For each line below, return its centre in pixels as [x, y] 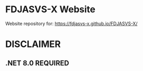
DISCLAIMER [33, 44]
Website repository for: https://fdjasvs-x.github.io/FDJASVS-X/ [71, 23]
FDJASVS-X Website [50, 9]
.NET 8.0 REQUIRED [37, 63]
